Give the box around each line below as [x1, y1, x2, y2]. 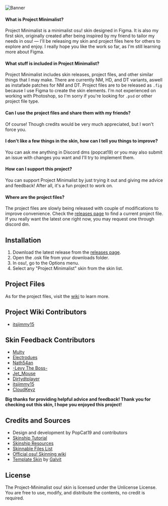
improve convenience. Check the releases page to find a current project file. [5, 210, 163, 216]
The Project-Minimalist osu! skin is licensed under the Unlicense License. [5, 484, 157, 490]
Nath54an [12, 360, 34, 366]
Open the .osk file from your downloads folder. [12, 255, 110, 261]
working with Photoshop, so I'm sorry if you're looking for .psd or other [5, 93, 152, 99]
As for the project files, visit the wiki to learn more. [5, 293, 110, 299]
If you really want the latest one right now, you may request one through [5, 216, 154, 222]
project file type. [5, 98, 39, 104]
